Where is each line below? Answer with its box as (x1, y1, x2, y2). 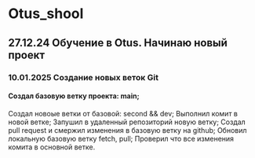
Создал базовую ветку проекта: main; (8, 91, 140, 101)
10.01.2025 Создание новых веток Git (8, 72, 159, 83)
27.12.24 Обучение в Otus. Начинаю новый (8, 36, 228, 50)
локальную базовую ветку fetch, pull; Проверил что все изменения (8, 134, 234, 143)
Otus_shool (8, 5, 84, 23)
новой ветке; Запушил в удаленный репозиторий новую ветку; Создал (8, 117, 246, 127)
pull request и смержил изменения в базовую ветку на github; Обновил (8, 125, 247, 134)
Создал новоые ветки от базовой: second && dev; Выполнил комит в (8, 108, 238, 118)
